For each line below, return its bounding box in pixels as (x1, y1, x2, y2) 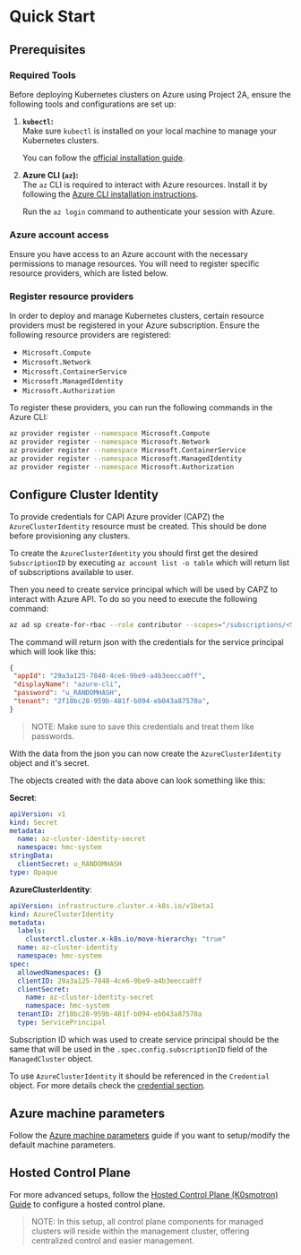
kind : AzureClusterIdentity (9, 909, 115, 919)
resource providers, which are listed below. (9, 268, 168, 279)
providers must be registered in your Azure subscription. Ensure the (9, 320, 260, 331)
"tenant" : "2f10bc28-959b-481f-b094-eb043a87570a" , (13, 697, 211, 706)
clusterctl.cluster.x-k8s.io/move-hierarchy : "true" (25, 934, 227, 944)
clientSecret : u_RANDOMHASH (17, 860, 123, 869)
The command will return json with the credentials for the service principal (9, 636, 284, 647)
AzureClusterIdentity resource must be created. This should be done (9, 520, 267, 531)
